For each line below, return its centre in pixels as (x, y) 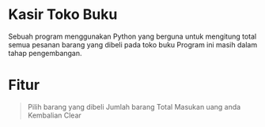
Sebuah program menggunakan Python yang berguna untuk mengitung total (132, 36)
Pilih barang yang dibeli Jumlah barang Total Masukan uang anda (134, 106)
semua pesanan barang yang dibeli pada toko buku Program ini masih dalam (133, 44)
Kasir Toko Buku (63, 15)
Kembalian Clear (54, 115)
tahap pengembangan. (45, 53)
